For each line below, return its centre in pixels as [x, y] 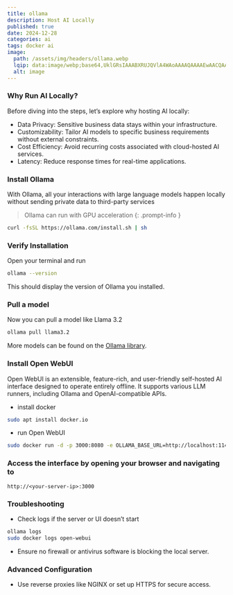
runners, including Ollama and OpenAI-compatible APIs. [87, 393]
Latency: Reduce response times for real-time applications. [102, 161]
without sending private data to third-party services [81, 202]
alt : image [29, 71]
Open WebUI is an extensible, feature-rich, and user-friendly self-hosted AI [115, 379]
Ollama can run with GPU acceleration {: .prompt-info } [103, 215]
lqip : [21, 65]
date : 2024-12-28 [32, 33]
